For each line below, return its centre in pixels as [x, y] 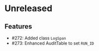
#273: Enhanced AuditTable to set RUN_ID [53, 43]
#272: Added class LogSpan [39, 38]
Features [18, 26]
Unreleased [29, 8]
